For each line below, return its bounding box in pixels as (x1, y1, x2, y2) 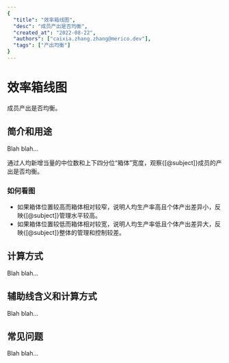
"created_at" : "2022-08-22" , (13, 29, 96, 36)
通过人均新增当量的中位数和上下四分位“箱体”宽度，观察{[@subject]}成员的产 (7, 158, 222, 166)
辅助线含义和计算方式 (7, 290, 97, 302)
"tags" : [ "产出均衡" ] (13, 42, 70, 49)
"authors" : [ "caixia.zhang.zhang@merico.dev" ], (13, 36, 152, 42)
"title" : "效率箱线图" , (13, 16, 76, 23)
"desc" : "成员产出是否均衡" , (13, 23, 88, 29)
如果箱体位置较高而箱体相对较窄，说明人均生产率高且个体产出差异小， (16, 203, 215, 211)
